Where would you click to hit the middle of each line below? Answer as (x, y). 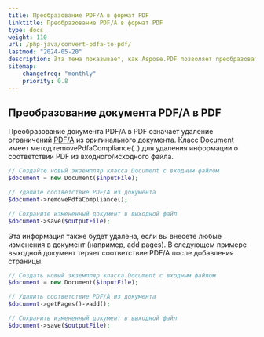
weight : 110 (27, 37)
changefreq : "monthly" (59, 74)
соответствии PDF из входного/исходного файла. (91, 157)
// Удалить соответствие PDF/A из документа (82, 297)
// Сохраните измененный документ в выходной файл (93, 214)
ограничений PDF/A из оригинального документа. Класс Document (121, 140)
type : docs (26, 30)
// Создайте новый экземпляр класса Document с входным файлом (114, 171)
